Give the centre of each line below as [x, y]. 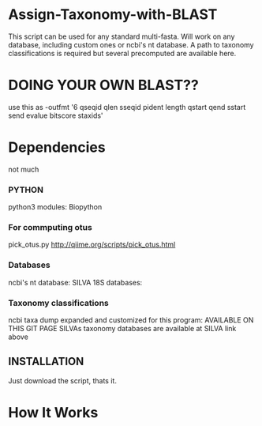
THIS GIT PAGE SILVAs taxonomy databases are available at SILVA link [122, 328]
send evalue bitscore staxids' [56, 115]
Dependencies [57, 147]
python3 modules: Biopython [55, 207]
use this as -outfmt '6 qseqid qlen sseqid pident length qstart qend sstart [127, 107]
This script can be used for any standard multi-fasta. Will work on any [122, 36]
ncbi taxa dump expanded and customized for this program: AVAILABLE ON [131, 320]
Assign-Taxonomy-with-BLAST [113, 15]
